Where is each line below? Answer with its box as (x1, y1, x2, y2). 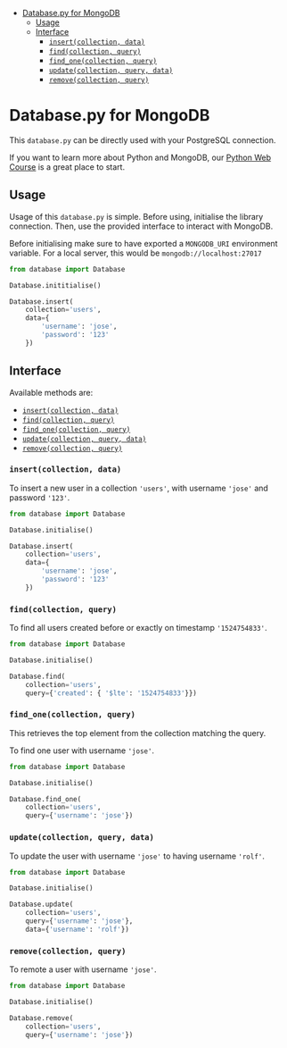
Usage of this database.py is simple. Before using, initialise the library (9, 211, 264, 222)
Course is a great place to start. (9, 161, 126, 172)
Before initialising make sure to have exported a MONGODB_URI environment (9, 238, 278, 248)
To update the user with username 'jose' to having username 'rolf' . (9, 851, 266, 861)
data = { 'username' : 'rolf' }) (25, 925, 129, 934)
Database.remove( (9, 1013, 74, 1022)
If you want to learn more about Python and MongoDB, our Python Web (9, 152, 272, 163)
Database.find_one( (9, 794, 82, 803)
